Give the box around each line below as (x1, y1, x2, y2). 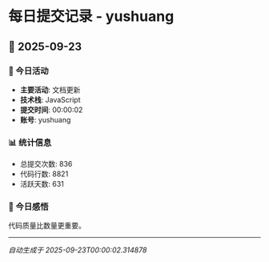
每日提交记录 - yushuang (8, 7, 175, 26)
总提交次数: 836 (19, 159, 73, 169)
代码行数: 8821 (19, 169, 69, 179)
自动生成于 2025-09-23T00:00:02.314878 (8, 245, 147, 255)
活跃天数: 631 (19, 179, 64, 189)
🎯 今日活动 (8, 65, 50, 76)
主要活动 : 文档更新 (19, 85, 81, 95)
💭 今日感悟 (8, 201, 50, 212)
